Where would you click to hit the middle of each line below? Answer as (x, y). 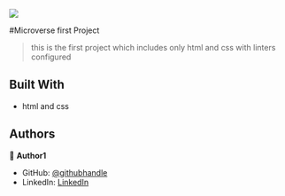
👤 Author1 (28, 155)
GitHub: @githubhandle (65, 172)
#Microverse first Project (54, 30)
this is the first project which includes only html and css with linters (153, 47)
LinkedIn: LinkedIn (55, 182)
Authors (32, 134)
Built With (37, 85)
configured (51, 57)
